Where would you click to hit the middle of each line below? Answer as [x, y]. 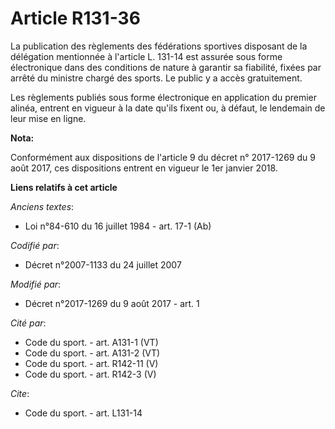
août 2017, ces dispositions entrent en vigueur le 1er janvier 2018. [144, 168]
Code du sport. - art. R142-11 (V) [91, 363]
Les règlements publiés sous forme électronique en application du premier [164, 97]
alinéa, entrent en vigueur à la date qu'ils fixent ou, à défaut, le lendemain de [168, 108]
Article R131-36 [75, 18]
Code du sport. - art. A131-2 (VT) [92, 353]
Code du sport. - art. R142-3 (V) [90, 374]
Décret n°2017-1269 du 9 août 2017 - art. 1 [112, 303]
